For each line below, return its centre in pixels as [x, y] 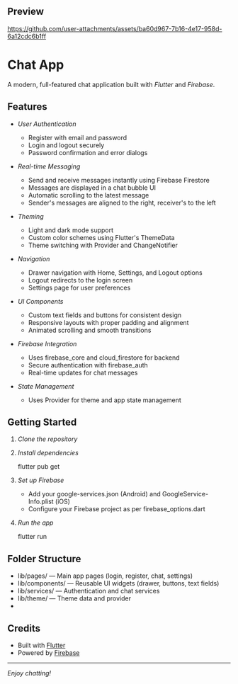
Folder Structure [44, 559]
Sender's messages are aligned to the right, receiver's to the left [122, 203]
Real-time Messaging [49, 166]
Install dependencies [48, 453]
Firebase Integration [47, 343]
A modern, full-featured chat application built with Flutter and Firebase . [111, 84]
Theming [30, 216]
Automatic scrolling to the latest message [89, 195]
